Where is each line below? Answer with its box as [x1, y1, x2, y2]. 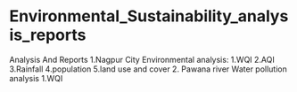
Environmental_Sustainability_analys [9, 6, 289, 27]
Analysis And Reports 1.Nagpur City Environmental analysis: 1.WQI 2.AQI [9, 54, 275, 65]
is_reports [9, 25, 87, 45]
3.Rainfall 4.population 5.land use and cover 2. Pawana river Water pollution [9, 64, 287, 74]
